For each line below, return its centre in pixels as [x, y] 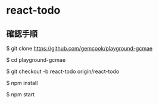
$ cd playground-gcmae [36, 60]
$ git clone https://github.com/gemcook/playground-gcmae [79, 48]
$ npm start [20, 94]
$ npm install [22, 83]
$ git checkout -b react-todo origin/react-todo [63, 71]
